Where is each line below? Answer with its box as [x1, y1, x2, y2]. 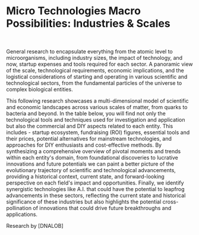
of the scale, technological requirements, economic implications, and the [6, 66, 184, 74]
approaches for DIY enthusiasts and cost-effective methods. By [6, 141, 162, 148]
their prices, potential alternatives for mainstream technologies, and [6, 135, 172, 142]
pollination [6, 204, 31, 211]
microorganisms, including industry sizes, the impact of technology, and [6, 54, 183, 61]
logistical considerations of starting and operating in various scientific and [6, 73, 188, 80]
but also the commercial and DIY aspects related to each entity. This [6, 122, 173, 129]
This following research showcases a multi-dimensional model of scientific [6, 97, 189, 104]
